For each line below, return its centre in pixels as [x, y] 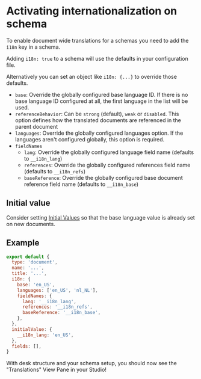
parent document [36, 126]
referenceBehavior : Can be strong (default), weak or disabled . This [97, 114]
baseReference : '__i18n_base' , [61, 313]
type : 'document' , [35, 262]
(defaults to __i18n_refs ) [55, 171]
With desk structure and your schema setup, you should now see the [92, 363]
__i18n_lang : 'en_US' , [45, 335]
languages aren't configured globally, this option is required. [90, 139]
